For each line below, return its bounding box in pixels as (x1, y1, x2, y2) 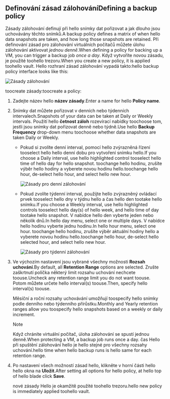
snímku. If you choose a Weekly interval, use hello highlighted (20, 201, 148, 207)
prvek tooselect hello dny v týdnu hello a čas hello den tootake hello (20, 196, 162, 202)
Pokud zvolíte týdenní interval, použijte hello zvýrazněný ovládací (20, 191, 157, 197)
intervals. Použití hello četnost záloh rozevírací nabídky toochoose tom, (12, 118, 163, 124)
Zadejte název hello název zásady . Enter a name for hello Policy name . (12, 98, 160, 104)
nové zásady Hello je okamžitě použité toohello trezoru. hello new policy (12, 383, 162, 389)
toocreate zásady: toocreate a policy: (5, 88, 82, 94)
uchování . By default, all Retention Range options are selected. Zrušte (12, 264, 159, 270)
